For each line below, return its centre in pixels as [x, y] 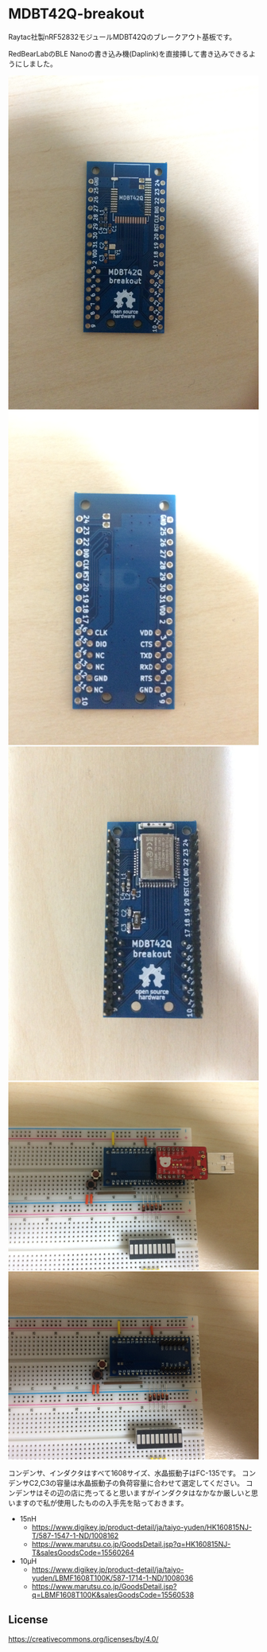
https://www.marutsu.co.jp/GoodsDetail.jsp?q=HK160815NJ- [131, 1544]
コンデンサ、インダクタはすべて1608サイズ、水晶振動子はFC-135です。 [124, 1473]
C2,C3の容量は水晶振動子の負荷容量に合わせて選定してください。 [137, 1483]
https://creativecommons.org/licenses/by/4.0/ [83, 1638]
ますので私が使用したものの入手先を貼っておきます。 [101, 1502]
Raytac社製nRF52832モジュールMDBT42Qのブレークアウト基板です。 [122, 37]
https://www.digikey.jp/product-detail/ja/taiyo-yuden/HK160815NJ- [142, 1527]
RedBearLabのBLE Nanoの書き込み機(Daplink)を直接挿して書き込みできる [128, 53]
